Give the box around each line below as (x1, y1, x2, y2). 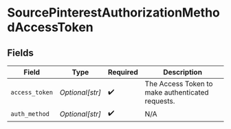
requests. (144, 97, 175, 106)
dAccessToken (7, 19, 94, 35)
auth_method (10, 110, 50, 118)
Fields (7, 47, 34, 59)
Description (162, 68, 203, 77)
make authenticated (144, 88, 209, 97)
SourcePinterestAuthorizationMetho (7, 5, 220, 21)
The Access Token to (144, 79, 213, 88)
